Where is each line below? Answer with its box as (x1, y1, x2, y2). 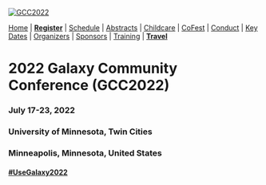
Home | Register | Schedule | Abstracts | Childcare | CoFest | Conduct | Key (8, 23, 258, 32)
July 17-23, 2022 (8, 104, 76, 116)
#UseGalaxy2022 (8, 167, 68, 177)
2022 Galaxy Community (8, 60, 178, 77)
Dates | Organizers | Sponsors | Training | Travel (8, 32, 168, 41)
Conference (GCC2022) (8, 77, 170, 95)
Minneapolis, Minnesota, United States (8, 148, 162, 159)
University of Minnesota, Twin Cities (8, 126, 153, 137)
